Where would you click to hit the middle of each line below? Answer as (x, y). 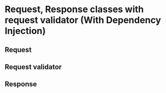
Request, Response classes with (74, 9)
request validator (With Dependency (83, 20)
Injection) (25, 31)
